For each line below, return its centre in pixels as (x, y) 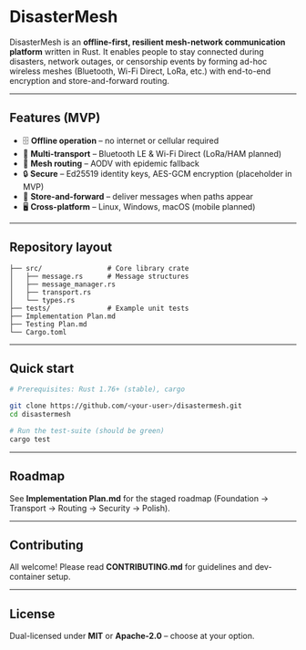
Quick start (42, 368)
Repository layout (61, 248)
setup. (59, 577)
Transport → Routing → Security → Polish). (90, 508)
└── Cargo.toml (38, 332)
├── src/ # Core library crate (99, 268)
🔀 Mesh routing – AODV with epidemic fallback (111, 163)
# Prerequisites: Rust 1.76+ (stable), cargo (97, 389)
